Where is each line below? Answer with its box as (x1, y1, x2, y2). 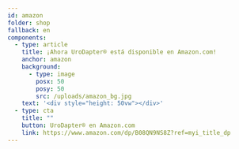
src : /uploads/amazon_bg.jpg (36, 92, 132, 100)
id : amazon (7, 11, 44, 20)
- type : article (14, 41, 68, 49)
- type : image (28, 70, 76, 78)
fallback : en (7, 26, 51, 34)
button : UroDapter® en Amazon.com (21, 121, 135, 129)
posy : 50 (36, 84, 65, 93)
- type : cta (14, 107, 55, 115)
